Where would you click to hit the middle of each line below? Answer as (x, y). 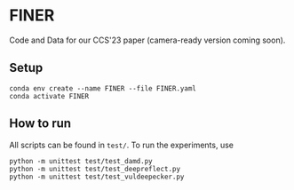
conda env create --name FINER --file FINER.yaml (103, 88)
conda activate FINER (49, 96)
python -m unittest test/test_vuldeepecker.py (97, 177)
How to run (40, 124)
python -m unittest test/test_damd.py (81, 161)
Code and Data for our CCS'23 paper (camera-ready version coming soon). (147, 40)
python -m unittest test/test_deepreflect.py (95, 169)
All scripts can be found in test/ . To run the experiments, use (121, 145)
